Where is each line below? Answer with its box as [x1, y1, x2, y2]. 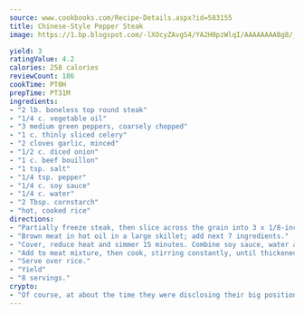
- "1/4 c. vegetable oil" [9, 114, 107, 123]
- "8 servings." [9, 273, 71, 283]
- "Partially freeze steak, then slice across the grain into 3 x [9, 223, 265, 232]
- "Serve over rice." [9, 257, 91, 266]
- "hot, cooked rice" [9, 206, 91, 215]
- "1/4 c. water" [9, 189, 75, 199]
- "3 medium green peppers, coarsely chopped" [9, 122, 188, 131]
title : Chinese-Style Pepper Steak [9, 22, 144, 31]
